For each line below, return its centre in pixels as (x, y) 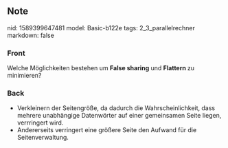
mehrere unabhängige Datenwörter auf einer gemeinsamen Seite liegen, (119, 116)
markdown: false (31, 35)
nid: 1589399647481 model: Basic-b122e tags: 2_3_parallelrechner (101, 28)
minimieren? (24, 76)
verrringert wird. (40, 123)
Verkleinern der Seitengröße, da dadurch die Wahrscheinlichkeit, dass (116, 108)
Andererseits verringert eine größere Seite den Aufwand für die (107, 130)
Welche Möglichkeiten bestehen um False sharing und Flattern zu (101, 68)
